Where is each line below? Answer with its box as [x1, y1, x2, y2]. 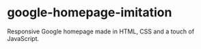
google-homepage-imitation [7, 5, 172, 20]
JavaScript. [7, 34, 40, 42]
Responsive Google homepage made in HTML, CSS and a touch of [7, 27, 195, 35]
